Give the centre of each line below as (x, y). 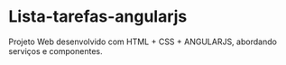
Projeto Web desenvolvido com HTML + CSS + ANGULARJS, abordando (143, 42)
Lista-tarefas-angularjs (98, 17)
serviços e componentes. (55, 51)
